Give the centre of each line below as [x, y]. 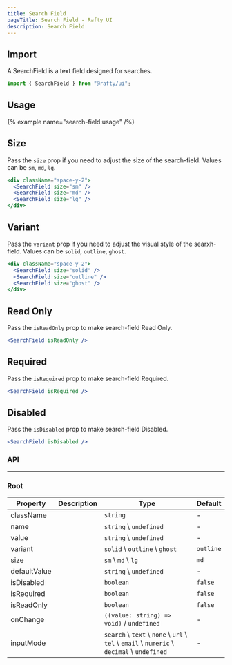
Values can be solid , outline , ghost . [75, 251]
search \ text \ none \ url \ [146, 634]
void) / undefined [132, 623]
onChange [28, 619]
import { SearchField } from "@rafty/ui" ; [69, 84]
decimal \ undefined [136, 651]
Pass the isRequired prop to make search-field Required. [88, 378]
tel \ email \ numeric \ [139, 643]
